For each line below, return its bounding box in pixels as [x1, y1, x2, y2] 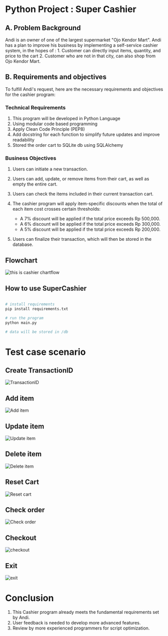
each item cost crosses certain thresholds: [12, 206, 101, 212]
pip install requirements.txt [5, 306, 69, 311]
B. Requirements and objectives [5, 73, 107, 81]
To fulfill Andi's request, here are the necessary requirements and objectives [5, 86, 163, 92]
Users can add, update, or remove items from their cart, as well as [12, 176, 149, 182]
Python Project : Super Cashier [5, 4, 136, 15]
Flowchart [5, 256, 38, 264]
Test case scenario [5, 346, 86, 357]
